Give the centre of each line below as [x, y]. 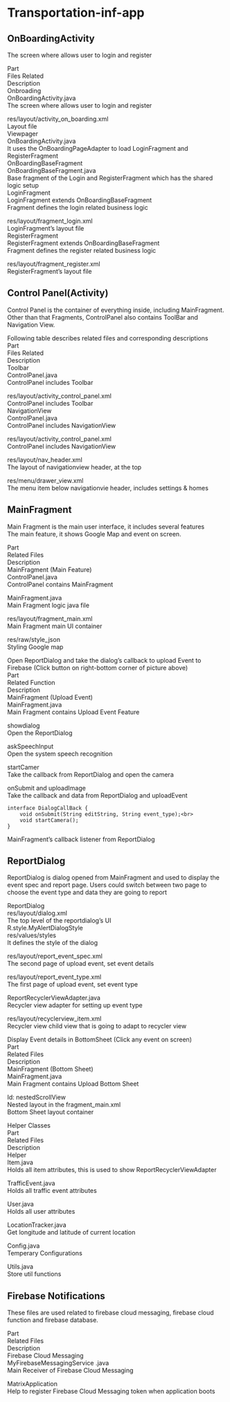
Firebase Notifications [56, 1296]
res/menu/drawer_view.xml [45, 480]
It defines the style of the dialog [53, 943]
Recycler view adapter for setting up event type [75, 1005]
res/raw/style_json [34, 639]
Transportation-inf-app [76, 13]
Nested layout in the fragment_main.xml [64, 1105]
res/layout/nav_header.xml [45, 459]
